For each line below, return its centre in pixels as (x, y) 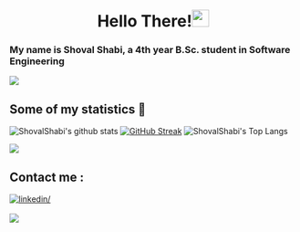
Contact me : (47, 177)
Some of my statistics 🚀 (78, 109)
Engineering (37, 61)
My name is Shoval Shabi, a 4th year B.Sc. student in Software (150, 50)
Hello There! (145, 21)
